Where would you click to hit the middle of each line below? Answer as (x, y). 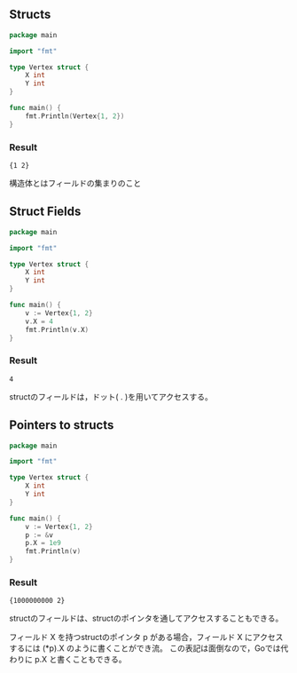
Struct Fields (45, 212)
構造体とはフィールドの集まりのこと (75, 183)
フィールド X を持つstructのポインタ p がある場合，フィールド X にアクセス (146, 637)
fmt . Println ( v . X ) (57, 329)
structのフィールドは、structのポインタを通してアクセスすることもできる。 (146, 618)
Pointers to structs (62, 425)
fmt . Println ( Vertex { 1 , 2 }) (75, 116)
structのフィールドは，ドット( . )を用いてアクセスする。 (111, 396)
